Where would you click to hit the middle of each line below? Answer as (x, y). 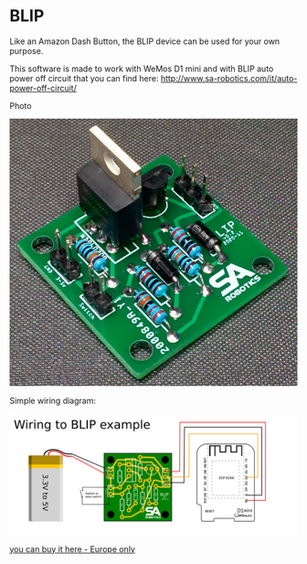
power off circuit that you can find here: (84, 78)
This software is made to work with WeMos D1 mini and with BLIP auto (142, 69)
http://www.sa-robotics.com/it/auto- (229, 78)
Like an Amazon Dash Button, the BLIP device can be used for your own (145, 41)
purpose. (26, 50)
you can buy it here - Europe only (72, 548)
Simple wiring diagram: (53, 401)
